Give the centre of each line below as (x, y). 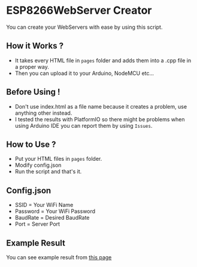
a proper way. (32, 67)
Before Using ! (33, 92)
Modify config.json (38, 165)
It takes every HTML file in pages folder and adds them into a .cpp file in (103, 60)
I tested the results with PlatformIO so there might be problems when (100, 119)
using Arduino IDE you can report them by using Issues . (84, 125)
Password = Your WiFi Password (55, 211)
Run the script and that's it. (48, 172)
